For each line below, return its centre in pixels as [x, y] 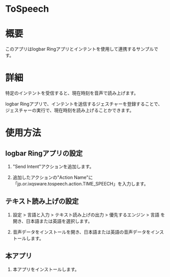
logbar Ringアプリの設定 [44, 153]
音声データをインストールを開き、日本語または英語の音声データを [82, 232]
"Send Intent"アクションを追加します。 [53, 167]
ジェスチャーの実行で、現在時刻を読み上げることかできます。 [69, 110]
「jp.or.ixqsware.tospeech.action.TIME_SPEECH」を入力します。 [80, 184]
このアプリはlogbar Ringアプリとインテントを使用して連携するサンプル [80, 49]
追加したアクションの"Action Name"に [53, 177]
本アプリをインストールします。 [46, 269]
